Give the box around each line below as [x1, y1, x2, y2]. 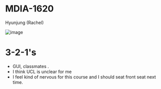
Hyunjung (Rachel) [5, 19, 44, 25]
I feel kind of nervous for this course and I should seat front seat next [12, 73, 156, 80]
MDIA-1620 [5, 3, 54, 14]
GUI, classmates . [12, 63, 49, 69]
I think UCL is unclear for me [12, 68, 72, 74]
